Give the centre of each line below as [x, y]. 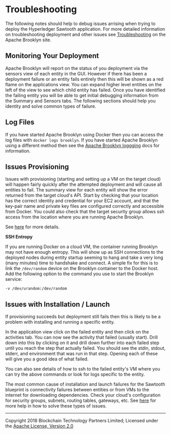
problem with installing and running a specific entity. [60, 322]
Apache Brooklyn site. [28, 40]
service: [14, 279]
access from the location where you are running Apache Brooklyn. [75, 217]
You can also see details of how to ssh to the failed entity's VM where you [83, 369]
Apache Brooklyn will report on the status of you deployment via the [77, 68]
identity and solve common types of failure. [51, 106]
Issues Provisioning [37, 167]
